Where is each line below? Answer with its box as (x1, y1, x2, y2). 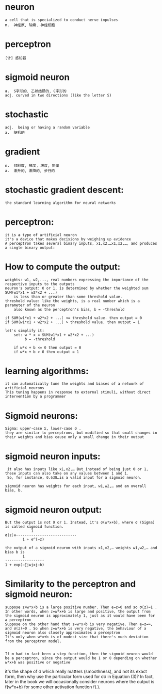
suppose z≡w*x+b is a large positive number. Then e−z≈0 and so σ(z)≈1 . (5, 605, 158, 610)
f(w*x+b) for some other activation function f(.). (5, 684, 100, 690)
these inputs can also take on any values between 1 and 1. (5, 471, 130, 476)
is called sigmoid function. (5, 524, 64, 529)
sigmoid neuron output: (5, 504, 102, 515)
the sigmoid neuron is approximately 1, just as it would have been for (5, 614, 155, 618)
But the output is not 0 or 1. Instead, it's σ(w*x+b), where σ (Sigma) (5, 520, 155, 525)
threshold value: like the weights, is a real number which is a (5, 299, 140, 303)
